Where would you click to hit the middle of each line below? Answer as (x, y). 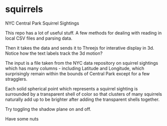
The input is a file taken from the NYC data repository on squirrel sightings (82, 63)
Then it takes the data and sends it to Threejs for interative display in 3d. (80, 48)
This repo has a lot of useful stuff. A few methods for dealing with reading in (83, 33)
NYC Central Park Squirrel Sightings (42, 23)
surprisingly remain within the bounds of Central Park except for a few (77, 73)
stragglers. (16, 79)
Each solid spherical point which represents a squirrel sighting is (71, 88)
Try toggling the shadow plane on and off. (48, 109)
